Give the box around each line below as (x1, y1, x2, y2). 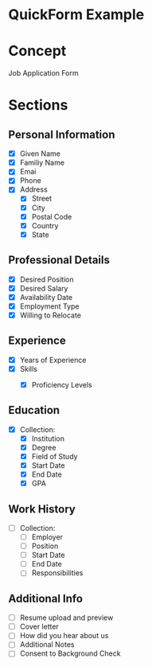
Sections (8, 96, 68, 115)
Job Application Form (8, 68, 79, 78)
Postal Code (31, 212, 72, 221)
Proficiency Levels (31, 380, 93, 389)
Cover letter (19, 622, 60, 632)
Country (31, 220, 59, 230)
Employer (31, 532, 64, 542)
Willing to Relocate (19, 310, 82, 320)
